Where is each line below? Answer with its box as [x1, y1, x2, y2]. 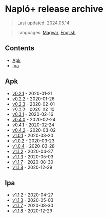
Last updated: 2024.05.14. [17, 20, 71, 26]
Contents [5, 44, 35, 53]
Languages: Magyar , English [17, 29, 76, 35]
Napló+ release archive [5, 3, 104, 15]
